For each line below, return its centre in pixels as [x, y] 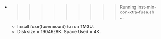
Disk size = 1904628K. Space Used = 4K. [59, 32]
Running [128, 7]
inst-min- [147, 7]
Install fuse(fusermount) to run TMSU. [55, 26]
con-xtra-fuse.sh [137, 12]
